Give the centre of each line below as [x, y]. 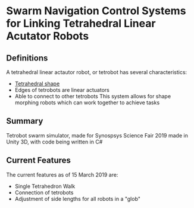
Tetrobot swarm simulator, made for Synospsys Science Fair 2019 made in [97, 135]
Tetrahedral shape [37, 84]
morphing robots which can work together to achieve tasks [87, 103]
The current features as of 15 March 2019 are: [62, 175]
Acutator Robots [48, 36]
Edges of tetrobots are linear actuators [62, 90]
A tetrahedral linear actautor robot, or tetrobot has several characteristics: [97, 72]
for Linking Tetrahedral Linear [81, 23]
